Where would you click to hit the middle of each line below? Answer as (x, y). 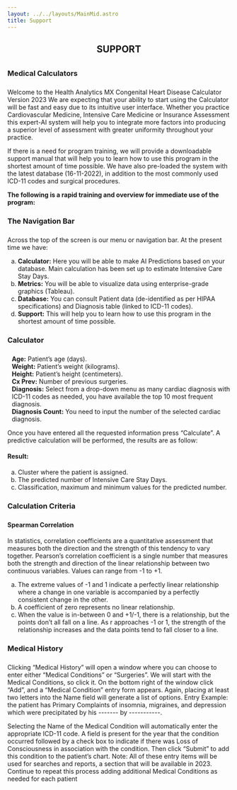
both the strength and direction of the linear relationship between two (109, 563)
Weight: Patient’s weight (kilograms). (66, 366)
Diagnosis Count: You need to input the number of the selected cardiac (116, 411)
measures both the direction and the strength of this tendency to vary (109, 548)
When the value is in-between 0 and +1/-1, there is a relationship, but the (123, 614)
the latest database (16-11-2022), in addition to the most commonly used (113, 173)
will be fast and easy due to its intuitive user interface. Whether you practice (118, 107)
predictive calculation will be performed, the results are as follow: (103, 440)
